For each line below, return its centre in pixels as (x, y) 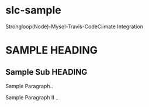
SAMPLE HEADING (51, 50)
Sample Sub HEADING (46, 72)
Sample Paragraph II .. (32, 97)
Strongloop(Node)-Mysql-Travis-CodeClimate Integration (74, 26)
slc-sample (34, 10)
